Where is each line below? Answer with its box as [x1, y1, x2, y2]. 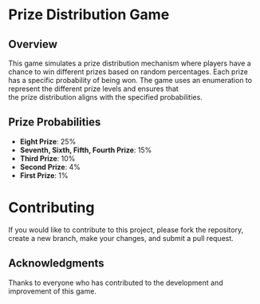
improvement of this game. [8, 286, 97, 296]
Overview [8, 38, 58, 51]
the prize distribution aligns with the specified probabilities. [8, 93, 203, 101]
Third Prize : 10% [19, 153, 76, 163]
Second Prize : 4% [19, 162, 81, 172]
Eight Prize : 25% [19, 136, 77, 146]
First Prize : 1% [19, 170, 69, 180]
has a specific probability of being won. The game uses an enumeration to [8, 76, 253, 85]
